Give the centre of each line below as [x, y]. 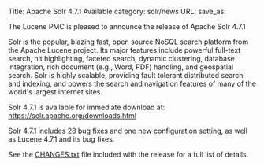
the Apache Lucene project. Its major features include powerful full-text [125, 50]
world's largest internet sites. [56, 92]
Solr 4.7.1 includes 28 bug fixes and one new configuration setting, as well [128, 131]
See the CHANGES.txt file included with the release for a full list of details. [128, 154]
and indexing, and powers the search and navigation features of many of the [132, 83]
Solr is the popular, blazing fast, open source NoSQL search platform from [128, 42]
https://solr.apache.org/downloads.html [72, 116]
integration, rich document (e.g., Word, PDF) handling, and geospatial [121, 67]
